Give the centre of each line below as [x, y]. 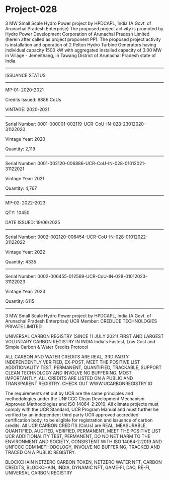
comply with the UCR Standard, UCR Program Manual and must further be [82, 409]
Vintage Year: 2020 [25, 139]
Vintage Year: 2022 [25, 252]
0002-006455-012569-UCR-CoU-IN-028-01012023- [93, 276]
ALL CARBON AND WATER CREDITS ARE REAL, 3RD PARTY [67, 356]
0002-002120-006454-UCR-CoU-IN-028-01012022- [93, 237]
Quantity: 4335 [21, 261]
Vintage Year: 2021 [25, 178]
